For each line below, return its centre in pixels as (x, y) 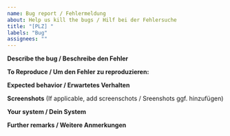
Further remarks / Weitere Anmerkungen (67, 125)
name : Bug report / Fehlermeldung (57, 13)
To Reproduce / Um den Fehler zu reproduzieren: (78, 72)
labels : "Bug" (28, 33)
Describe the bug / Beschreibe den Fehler (68, 58)
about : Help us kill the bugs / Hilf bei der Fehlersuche (92, 20)
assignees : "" (28, 39)
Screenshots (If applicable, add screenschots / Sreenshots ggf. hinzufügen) (115, 99)
